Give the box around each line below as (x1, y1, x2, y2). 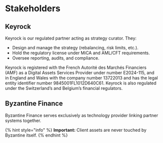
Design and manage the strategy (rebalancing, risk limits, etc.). (12, 45, 139, 50)
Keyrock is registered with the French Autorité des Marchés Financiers (5, 64, 147, 70)
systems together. (5, 118, 41, 123)
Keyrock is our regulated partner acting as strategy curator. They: (5, 35, 137, 41)
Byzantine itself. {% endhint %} (5, 132, 68, 138)
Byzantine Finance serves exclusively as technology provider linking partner (5, 112, 159, 118)
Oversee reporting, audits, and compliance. (12, 55, 100, 61)
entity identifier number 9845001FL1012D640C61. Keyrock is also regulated (5, 80, 157, 86)
